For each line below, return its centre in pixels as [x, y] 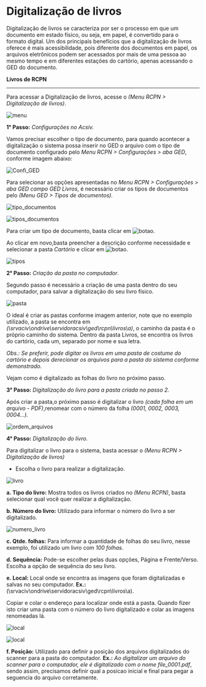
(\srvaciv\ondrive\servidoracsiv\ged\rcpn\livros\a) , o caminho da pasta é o [101, 328]
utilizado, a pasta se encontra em [48, 321]
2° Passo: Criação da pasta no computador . [63, 273]
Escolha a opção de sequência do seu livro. [61, 566]
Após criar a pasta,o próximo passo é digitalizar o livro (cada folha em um [100, 401]
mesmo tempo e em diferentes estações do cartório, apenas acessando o [100, 61]
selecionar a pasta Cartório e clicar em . [67, 249]
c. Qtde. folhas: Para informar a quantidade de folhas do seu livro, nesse [98, 541]
